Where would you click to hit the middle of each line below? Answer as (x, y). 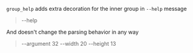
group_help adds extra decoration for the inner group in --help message (96, 9)
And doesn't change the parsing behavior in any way (72, 32)
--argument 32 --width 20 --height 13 (68, 44)
